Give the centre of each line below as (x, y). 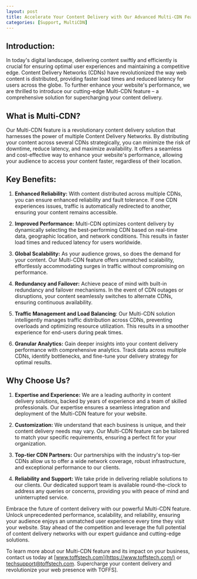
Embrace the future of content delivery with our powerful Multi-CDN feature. (98, 508)
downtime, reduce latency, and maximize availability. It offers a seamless (94, 149)
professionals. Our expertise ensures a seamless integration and (92, 407)
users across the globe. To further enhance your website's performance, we (98, 85)
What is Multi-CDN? (43, 116)
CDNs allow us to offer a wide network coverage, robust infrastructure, (100, 461)
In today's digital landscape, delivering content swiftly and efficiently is (92, 60)
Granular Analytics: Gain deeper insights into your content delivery (96, 344)
